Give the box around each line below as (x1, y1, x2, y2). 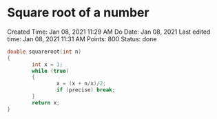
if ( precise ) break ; (56, 87, 116, 94)
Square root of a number (7, 5, 149, 21)
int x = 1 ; (32, 61, 63, 68)
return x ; (32, 99, 60, 106)
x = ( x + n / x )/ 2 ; (56, 80, 107, 87)
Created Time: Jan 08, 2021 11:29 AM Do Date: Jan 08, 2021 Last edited (7, 28, 211, 36)
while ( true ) (32, 67, 70, 74)
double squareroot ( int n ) (7, 48, 81, 55)
